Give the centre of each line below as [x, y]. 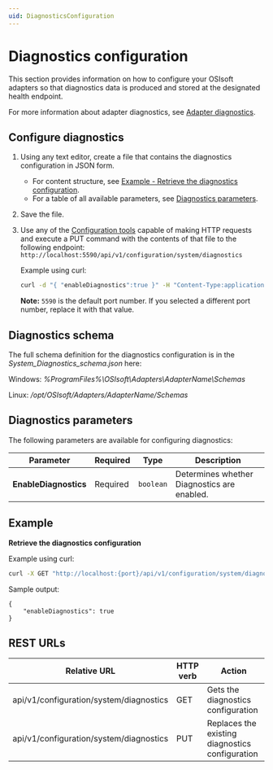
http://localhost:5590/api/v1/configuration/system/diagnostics [131, 256]
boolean [153, 484]
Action [234, 671]
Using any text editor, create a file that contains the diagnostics [126, 157]
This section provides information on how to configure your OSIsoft [121, 79]
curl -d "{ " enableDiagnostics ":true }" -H [95, 286]
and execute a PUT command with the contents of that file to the [128, 239]
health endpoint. [36, 96]
